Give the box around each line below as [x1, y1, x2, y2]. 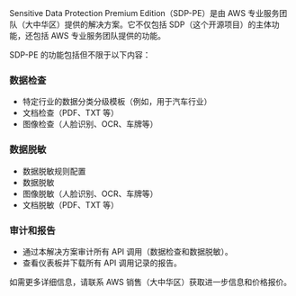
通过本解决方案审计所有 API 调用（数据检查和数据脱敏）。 [22, 246, 234, 256]
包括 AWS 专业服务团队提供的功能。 [32, 31, 166, 40]
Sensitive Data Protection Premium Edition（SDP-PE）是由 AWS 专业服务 [9, 8, 280, 18]
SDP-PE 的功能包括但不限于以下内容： [9, 49, 151, 60]
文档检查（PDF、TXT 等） [22, 107, 120, 119]
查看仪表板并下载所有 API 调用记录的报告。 [22, 257, 183, 268]
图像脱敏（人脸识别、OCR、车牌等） [22, 188, 158, 199]
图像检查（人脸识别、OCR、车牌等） [22, 119, 158, 130]
